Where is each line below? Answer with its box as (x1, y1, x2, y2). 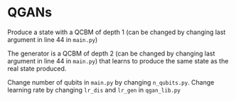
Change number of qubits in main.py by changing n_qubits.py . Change (7, 78, 215, 86)
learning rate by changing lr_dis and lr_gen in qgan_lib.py (7, 85, 181, 94)
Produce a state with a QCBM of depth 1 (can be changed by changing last (7, 28, 226, 36)
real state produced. (7, 64, 67, 73)
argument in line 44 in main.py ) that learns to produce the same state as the (7, 56, 229, 65)
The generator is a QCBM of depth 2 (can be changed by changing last (7, 49, 215, 58)
